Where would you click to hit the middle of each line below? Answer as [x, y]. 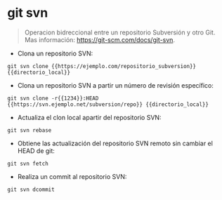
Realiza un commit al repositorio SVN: [72, 176]
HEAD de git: [36, 151]
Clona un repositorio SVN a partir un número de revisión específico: [116, 85]
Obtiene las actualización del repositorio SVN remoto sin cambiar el [115, 143]
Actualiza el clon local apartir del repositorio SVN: [89, 117]
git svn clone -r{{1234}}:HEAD [53, 98]
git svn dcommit [31, 189]
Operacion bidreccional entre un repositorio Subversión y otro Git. [120, 32]
